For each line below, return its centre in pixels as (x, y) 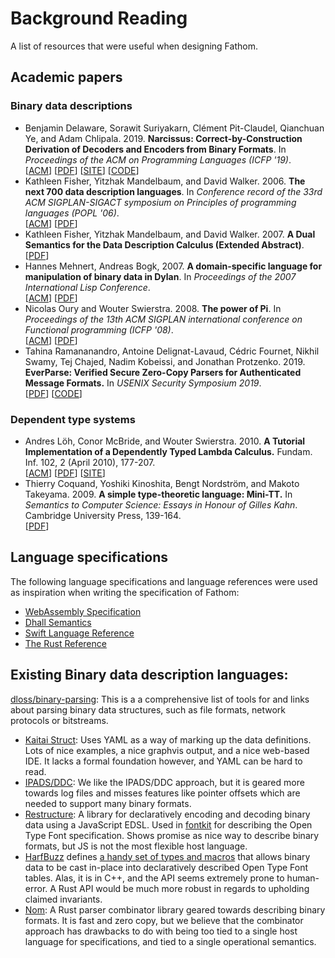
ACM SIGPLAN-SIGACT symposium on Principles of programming (160, 202)
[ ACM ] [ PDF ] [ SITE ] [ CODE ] (82, 170)
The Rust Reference (65, 643)
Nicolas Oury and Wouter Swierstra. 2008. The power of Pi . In (153, 308)
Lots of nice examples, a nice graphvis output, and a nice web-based (167, 750)
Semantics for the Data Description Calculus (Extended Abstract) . (164, 244)
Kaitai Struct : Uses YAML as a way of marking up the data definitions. (168, 739)
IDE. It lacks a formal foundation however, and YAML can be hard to (163, 761)
